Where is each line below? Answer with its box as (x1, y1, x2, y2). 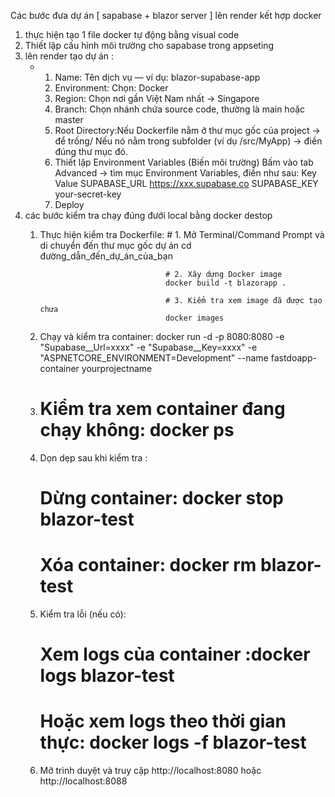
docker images (165, 313, 225, 323)
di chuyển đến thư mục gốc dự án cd (39, 240, 192, 251)
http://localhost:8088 (39, 775, 128, 787)
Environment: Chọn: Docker (54, 82, 169, 94)
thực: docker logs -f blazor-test (39, 731, 307, 754)
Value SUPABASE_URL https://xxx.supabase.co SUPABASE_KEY (54, 178, 319, 189)
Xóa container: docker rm (39, 554, 257, 577)
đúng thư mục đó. (54, 146, 128, 157)
